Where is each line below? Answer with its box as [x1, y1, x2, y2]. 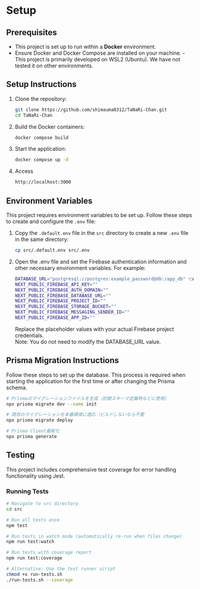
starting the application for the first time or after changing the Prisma [6, 377, 175, 385]
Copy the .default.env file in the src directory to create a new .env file [14, 230, 189, 236]
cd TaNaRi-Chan [14, 112, 53, 118]
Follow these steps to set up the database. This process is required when [6, 371, 186, 379]
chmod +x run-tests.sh [6, 571, 62, 577]
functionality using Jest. [6, 472, 65, 479]
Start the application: [14, 145, 67, 153]
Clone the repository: [14, 95, 67, 102]
